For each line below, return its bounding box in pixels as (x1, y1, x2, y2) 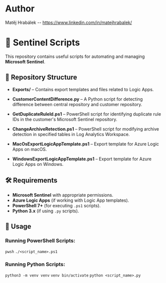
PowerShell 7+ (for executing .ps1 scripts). (12, 202, 101, 208)
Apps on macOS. (12, 146, 47, 152)
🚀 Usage (5, 222, 31, 231)
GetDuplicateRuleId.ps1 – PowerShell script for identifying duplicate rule (12, 111, 161, 117)
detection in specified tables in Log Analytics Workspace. (12, 131, 130, 137)
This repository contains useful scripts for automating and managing (5, 53, 145, 59)
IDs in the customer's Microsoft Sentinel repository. (12, 116, 117, 122)
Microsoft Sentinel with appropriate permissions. (12, 192, 113, 198)
